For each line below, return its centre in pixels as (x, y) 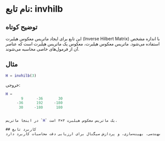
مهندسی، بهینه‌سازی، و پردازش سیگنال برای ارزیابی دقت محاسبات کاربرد (89, 134)
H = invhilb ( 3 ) (21, 76)
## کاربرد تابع (21, 130)
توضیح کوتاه (22, 27)
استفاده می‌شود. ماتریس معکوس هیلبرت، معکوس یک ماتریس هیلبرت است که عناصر (83, 44)
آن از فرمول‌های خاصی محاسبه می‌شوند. (43, 49)
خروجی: (13, 85)
